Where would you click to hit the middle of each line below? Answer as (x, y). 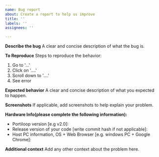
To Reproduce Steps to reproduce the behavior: (53, 56)
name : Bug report (23, 10)
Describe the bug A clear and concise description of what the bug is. (75, 46)
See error (22, 81)
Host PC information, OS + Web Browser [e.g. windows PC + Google (81, 134)
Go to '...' (21, 65)
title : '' (15, 19)
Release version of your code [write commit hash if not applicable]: (80, 129)
